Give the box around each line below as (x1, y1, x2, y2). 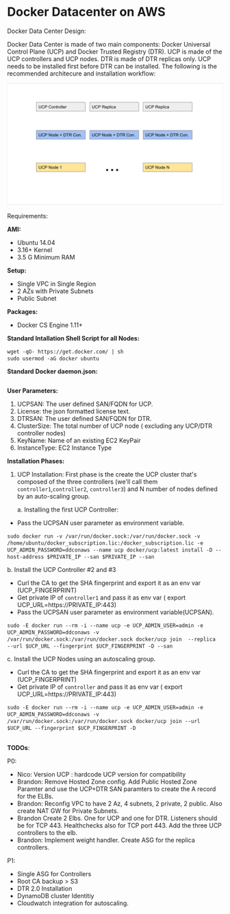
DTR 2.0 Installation (16, 884, 73, 893)
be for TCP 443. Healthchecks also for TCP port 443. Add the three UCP (16, 821, 222, 830)
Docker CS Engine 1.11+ (16, 321, 84, 330)
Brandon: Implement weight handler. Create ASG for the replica (16, 836, 195, 845)
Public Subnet (16, 295, 57, 303)
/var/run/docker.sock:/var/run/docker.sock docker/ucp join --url (7, 718, 201, 725)
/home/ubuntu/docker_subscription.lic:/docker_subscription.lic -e (7, 540, 204, 547)
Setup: (7, 266, 27, 275)
